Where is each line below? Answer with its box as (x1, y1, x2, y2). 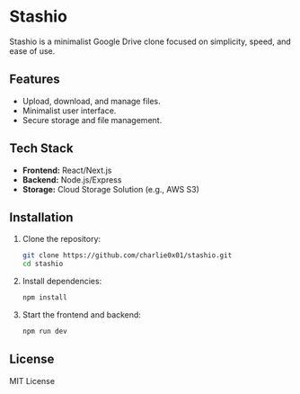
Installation (9, 210, 74, 225)
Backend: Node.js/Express (22, 174, 122, 185)
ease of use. (9, 45, 56, 56)
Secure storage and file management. (22, 114, 163, 125)
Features (9, 72, 60, 87)
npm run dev (22, 327, 67, 336)
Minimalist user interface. (22, 105, 117, 116)
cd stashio (22, 259, 64, 269)
